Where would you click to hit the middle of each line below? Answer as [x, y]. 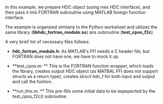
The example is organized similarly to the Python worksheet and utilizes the [81, 27]
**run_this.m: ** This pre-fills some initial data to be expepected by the [84, 91]
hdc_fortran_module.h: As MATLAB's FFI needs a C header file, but [81, 51]
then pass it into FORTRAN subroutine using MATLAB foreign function [75, 12]
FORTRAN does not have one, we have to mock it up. [66, 56]
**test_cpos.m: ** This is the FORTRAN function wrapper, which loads [83, 66]
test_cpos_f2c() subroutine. [40, 96]
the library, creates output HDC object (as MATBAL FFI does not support [85, 71]
